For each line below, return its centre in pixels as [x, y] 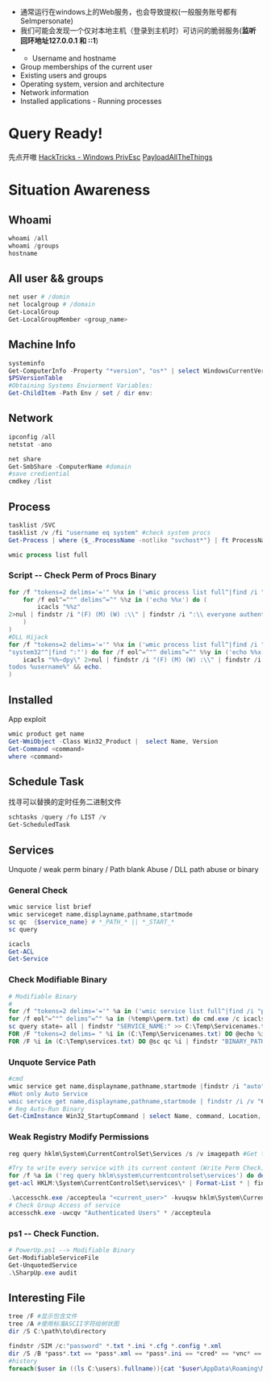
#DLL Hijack [28, 637]
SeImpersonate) [47, 21]
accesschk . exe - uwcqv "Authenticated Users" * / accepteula [110, 1212]
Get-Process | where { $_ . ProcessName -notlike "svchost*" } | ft [119, 540]
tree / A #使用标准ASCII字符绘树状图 [64, 1324]
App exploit [27, 720]
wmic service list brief [50, 907]
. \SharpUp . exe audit [43, 1273]
